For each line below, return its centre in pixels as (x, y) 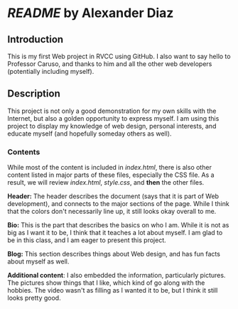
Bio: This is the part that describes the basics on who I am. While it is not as (118, 225)
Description (34, 94)
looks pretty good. (34, 298)
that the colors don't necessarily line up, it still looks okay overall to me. (112, 212)
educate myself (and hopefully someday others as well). (90, 134)
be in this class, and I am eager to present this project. (87, 240)
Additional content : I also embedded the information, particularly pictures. (117, 276)
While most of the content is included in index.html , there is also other (109, 168)
